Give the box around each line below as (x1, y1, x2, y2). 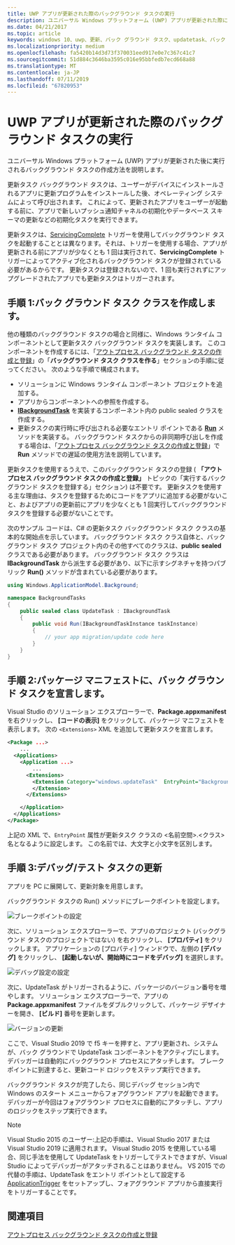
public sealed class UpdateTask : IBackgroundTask (20, 607, 171, 614)
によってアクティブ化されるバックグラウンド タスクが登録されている (25, 257, 222, 265)
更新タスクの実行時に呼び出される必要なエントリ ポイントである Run (17, 424, 217, 432)
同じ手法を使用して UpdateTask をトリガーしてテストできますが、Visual (19, 1152, 227, 1161)
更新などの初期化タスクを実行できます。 (25, 216, 142, 224)
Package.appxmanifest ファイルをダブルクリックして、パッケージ (7, 1000, 200, 1008)
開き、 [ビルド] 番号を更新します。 (19, 1009, 119, 1017)
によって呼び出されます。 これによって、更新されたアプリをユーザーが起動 (13, 198, 228, 206)
